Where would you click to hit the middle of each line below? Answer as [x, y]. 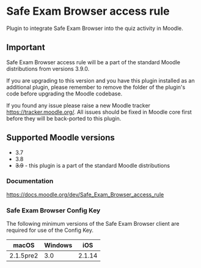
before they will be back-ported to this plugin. [64, 118]
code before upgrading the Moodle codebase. [64, 94]
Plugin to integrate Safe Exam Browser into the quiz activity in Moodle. [95, 28]
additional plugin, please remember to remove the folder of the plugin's [96, 87]
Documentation [30, 181]
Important [26, 47]
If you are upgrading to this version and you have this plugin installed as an [100, 80]
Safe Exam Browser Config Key [53, 210]
